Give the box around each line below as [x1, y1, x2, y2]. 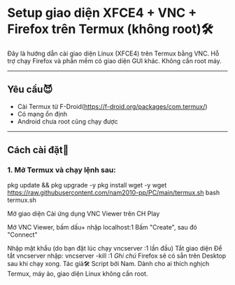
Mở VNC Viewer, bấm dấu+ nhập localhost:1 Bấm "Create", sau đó [7, 223, 197, 232]
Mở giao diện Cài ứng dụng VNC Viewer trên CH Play [7, 209, 160, 218]
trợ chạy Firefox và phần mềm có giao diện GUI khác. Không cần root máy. [7, 56, 222, 65]
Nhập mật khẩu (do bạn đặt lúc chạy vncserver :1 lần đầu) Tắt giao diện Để [7, 244, 222, 253]
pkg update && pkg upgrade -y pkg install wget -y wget [7, 181, 167, 190]
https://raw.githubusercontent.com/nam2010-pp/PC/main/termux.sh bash [7, 188, 220, 197]
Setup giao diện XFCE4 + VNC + [7, 5, 197, 21]
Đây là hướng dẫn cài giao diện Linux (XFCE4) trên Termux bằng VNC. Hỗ [7, 49, 220, 58]
